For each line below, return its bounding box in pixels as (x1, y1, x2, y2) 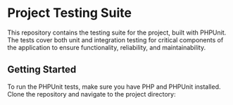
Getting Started (7, 63, 77, 75)
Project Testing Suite (7, 5, 132, 21)
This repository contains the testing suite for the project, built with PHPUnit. (7, 28, 227, 37)
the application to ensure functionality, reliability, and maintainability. (7, 43, 206, 51)
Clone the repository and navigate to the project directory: (7, 89, 176, 98)
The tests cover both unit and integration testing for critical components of (7, 35, 224, 44)
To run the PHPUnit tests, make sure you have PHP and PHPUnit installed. (7, 82, 221, 91)
